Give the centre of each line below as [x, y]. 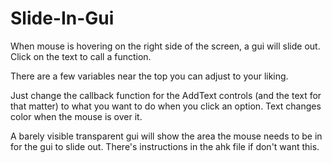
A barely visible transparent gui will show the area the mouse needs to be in [166, 136]
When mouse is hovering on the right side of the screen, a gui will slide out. [165, 46]
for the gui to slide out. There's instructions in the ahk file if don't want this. [165, 146]
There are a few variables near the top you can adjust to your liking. [149, 76]
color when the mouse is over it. [76, 116]
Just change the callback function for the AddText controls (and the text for [166, 95]
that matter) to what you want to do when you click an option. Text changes [166, 106]
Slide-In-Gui [62, 18]
